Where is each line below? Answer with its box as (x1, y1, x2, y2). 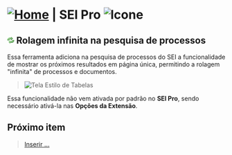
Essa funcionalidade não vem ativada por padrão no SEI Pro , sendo (7, 94, 199, 102)
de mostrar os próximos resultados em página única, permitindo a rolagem (7, 60, 220, 69)
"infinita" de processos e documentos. (7, 68, 118, 75)
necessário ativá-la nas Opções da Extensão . (7, 102, 138, 110)
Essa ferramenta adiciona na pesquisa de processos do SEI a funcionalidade (7, 53, 226, 61)
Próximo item (7, 122, 66, 134)
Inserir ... (24, 140, 50, 148)
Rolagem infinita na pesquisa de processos (16, 35, 206, 46)
